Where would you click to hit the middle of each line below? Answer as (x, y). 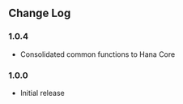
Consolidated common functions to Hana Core (98, 54)
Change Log (40, 13)
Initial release (42, 93)
